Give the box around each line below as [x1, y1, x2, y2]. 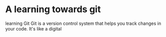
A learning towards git [5, 4, 101, 15]
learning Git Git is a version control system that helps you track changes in [5, 20, 161, 26]
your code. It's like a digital [5, 25, 62, 31]
